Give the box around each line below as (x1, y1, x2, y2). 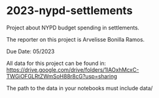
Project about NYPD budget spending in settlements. (6, 24, 139, 31)
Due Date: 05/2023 (6, 47, 55, 55)
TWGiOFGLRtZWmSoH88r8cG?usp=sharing (6, 72, 117, 80)
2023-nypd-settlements (6, 4, 133, 18)
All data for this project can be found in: (6, 59, 106, 67)
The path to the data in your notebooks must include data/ (6, 84, 153, 92)
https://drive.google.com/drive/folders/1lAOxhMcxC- (6, 66, 139, 73)
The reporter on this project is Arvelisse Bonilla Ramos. (6, 36, 145, 43)
